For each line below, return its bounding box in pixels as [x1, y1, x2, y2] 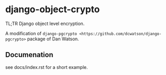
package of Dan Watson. [27, 36, 79, 42]
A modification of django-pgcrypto [5, 30, 78, 36]
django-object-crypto [5, 4, 100, 15]
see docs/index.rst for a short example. [5, 64, 88, 70]
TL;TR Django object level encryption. [5, 20, 85, 27]
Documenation [5, 51, 54, 59]
